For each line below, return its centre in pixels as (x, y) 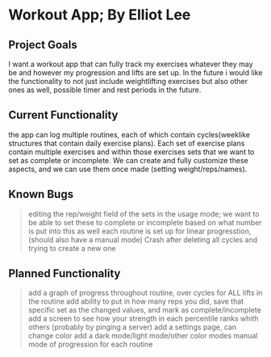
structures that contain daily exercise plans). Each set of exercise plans (127, 143)
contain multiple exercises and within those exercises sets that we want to (131, 152)
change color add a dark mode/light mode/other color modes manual (143, 336)
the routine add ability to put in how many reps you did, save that (136, 301)
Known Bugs (41, 194)
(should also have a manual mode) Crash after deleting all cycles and (143, 239)
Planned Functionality (65, 273)
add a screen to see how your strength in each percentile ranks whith (144, 319)
